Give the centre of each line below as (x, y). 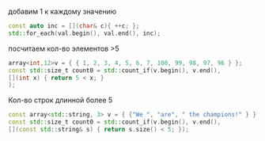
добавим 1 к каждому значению (62, 11)
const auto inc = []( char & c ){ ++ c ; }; (74, 26)
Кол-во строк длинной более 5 (61, 100)
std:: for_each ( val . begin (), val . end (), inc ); (84, 33)
